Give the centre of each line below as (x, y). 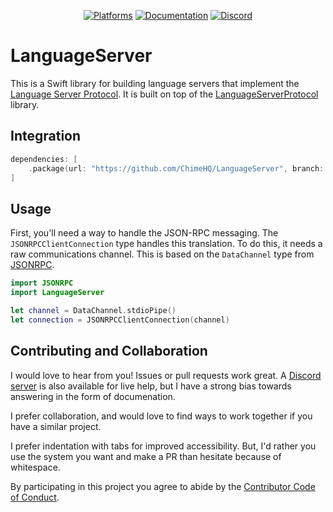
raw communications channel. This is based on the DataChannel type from (162, 254)
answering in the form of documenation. (93, 396)
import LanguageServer (57, 293)
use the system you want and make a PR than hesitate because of (146, 456)
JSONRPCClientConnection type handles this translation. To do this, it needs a (166, 244)
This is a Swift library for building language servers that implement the (155, 83)
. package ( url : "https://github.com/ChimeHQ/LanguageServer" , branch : (176, 168)
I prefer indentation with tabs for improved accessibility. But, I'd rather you (163, 446)
